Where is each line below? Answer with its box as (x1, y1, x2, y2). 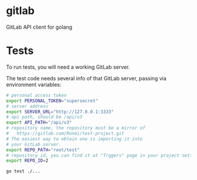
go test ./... (6, 168, 41, 174)
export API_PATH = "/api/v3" (6, 120, 72, 125)
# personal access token (6, 92, 67, 98)
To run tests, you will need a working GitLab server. (6, 63, 130, 70)
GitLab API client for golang (6, 23, 73, 30)
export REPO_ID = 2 (6, 158, 49, 164)
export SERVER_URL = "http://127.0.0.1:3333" (6, 108, 114, 115)
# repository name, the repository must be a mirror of (6, 125, 145, 131)
